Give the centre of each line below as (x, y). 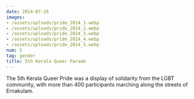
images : (16, 17)
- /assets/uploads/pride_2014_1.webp (53, 23)
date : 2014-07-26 (28, 12)
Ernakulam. (20, 91)
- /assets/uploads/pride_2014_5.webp (53, 45)
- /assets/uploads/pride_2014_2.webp (53, 28)
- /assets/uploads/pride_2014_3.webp (53, 34)
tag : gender (21, 56)
